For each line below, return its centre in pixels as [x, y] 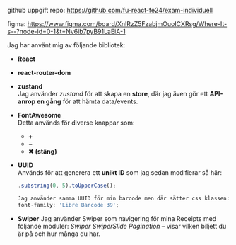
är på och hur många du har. [59, 234]
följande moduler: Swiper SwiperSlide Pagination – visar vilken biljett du [122, 226]
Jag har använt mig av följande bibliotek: [66, 45]
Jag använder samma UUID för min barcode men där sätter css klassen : [124, 198]
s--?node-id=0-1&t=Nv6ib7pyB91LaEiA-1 [66, 32]
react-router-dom [44, 73]
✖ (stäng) [42, 151]
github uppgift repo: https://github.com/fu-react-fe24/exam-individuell [110, 10]
